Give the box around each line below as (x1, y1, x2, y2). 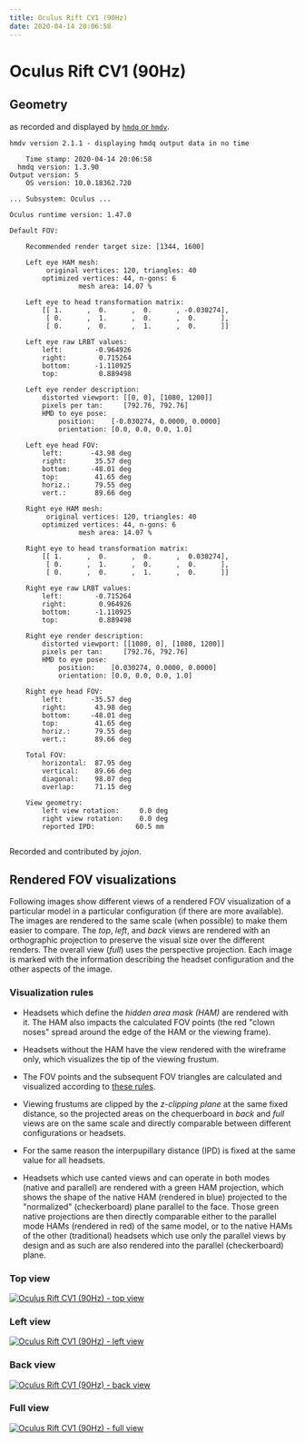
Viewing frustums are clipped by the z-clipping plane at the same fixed (22, 1098, 289, 1109)
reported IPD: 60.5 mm (42, 822, 165, 831)
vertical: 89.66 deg (42, 766, 132, 775)
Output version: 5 (9, 170, 79, 180)
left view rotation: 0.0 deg (42, 805, 169, 815)
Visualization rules (9, 986, 93, 999)
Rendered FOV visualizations (9, 872, 177, 887)
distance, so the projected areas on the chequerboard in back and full (22, 1108, 285, 1119)
